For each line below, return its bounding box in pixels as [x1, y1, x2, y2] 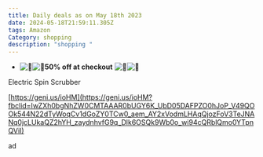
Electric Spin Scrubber [8, 78, 81, 87]
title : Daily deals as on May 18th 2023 [8, 11, 143, 20]
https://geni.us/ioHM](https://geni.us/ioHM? [10, 93, 153, 102]
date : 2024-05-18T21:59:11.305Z [8, 19, 114, 27]
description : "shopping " [8, 41, 93, 49]
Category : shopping [8, 33, 72, 42]
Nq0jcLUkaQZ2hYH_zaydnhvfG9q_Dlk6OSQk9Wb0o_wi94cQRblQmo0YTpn [8, 118, 254, 127]
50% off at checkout [44, 62, 113, 71]
